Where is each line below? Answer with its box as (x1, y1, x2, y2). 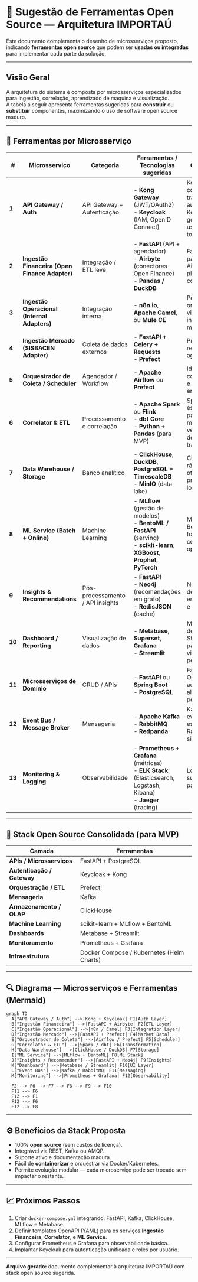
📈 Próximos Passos (6, 1196, 81, 1206)
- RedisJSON (133, 602, 172, 610)
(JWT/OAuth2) (133, 200, 174, 209)
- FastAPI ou (133, 673, 170, 681)
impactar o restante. (14, 1173, 64, 1179)
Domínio (22, 684, 47, 692)
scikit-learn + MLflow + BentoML (80, 920, 172, 928)
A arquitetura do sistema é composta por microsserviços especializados (6, 88, 181, 95)
